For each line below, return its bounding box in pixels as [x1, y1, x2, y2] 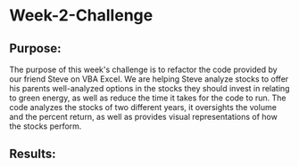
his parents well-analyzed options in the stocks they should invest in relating [9, 83, 290, 93]
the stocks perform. [9, 121, 82, 131]
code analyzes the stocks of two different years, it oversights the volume [9, 102, 277, 112]
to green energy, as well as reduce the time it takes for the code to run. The [9, 92, 287, 103]
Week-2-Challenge [9, 5, 154, 26]
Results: [9, 147, 56, 162]
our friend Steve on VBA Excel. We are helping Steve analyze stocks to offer [9, 74, 289, 84]
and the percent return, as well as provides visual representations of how [9, 112, 278, 122]
